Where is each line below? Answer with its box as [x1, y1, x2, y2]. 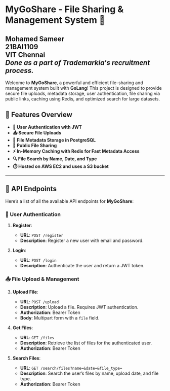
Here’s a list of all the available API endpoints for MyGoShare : [5, 198, 134, 204]
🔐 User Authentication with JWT [12, 124, 82, 130]
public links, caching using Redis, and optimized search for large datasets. [5, 96, 160, 102]
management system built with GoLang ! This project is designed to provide [5, 85, 162, 91]
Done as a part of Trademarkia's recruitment [5, 58, 150, 67]
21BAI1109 [5, 42, 38, 51]
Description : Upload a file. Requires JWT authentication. [20, 304, 139, 310]
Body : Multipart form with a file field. [20, 315, 100, 321]
